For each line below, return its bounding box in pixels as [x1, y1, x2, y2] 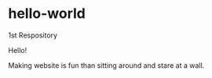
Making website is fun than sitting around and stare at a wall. [8, 60, 205, 70]
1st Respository [8, 30, 57, 40]
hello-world [8, 5, 86, 23]
